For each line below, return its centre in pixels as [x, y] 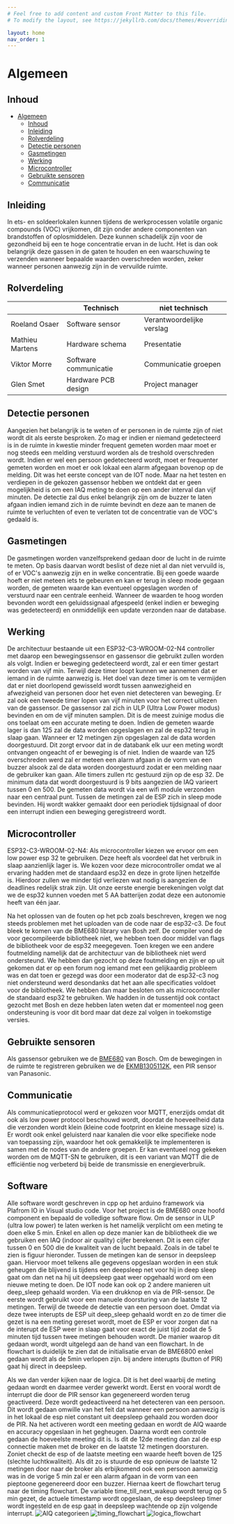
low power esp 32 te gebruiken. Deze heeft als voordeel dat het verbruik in [114, 858]
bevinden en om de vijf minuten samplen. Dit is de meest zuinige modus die [116, 716]
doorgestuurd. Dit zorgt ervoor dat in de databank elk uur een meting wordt [115, 745]
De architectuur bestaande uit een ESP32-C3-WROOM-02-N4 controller [111, 649]
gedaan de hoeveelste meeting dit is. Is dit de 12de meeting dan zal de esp [114, 1439]
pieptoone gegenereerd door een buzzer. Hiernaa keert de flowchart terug [114, 1484]
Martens [24, 348]
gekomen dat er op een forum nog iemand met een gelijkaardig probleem [112, 968]
